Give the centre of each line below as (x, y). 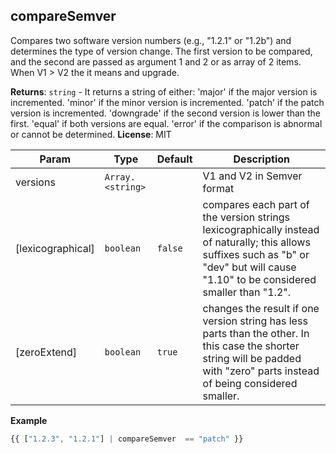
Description (261, 159)
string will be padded (252, 358)
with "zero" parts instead (261, 371)
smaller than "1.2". (247, 292)
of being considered (250, 383)
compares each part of (256, 204)
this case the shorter (251, 346)
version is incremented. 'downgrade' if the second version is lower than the (166, 113)
